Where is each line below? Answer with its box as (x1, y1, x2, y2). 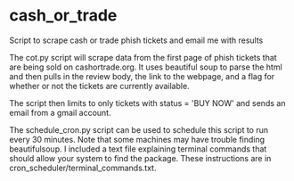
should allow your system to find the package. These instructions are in (9, 152, 272, 163)
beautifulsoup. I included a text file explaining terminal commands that (9, 144, 267, 154)
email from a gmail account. (9, 107, 111, 118)
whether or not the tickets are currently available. (9, 80, 190, 91)
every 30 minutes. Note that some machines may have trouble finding (9, 134, 265, 144)
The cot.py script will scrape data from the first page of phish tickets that (9, 52, 278, 62)
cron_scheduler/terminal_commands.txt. (9, 162, 157, 173)
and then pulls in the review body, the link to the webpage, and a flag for (9, 70, 275, 81)
